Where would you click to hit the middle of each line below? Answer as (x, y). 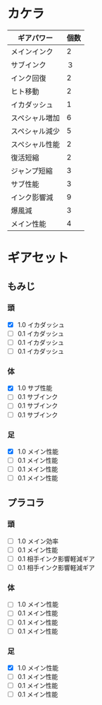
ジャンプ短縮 (32, 171)
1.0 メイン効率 (38, 541)
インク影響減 (32, 197)
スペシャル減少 (35, 131)
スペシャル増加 (35, 118)
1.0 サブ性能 (35, 388)
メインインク (32, 52)
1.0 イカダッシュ (41, 324)
